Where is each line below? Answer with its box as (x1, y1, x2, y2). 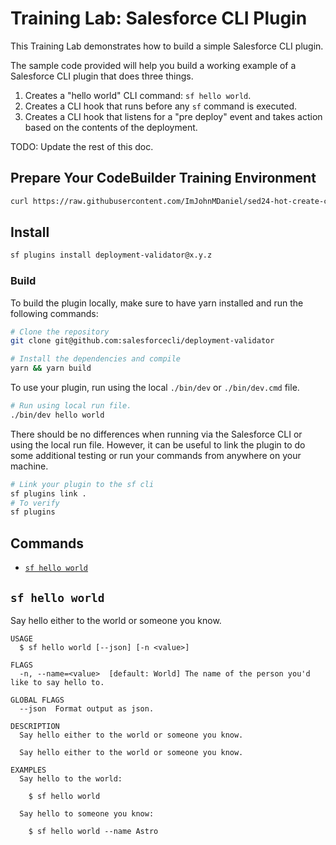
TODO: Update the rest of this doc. (10, 140, 154, 152)
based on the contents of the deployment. (24, 121, 198, 133)
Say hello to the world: (19, 773, 123, 784)
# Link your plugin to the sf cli (10, 479, 155, 489)
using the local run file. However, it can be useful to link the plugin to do (10, 438, 306, 451)
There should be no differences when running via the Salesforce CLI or (10, 428, 303, 440)
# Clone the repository (10, 327, 110, 337)
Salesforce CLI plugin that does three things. (10, 70, 194, 82)
